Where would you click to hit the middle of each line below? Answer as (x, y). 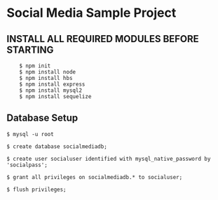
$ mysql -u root (30, 134)
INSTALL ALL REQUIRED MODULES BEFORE (103, 39)
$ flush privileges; (37, 189)
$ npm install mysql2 (50, 91)
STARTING (30, 49)
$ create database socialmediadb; (57, 146)
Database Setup (42, 118)
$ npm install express (52, 84)
